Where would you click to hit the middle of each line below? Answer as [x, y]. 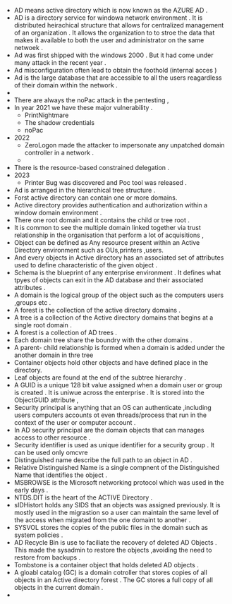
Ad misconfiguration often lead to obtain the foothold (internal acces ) [115, 70]
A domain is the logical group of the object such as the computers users [119, 295]
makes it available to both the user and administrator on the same [109, 40]
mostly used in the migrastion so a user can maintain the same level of [116, 512]
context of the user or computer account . [75, 422]
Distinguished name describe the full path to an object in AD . [103, 460]
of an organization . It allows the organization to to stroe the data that [114, 32]
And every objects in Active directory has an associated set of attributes [119, 258]
